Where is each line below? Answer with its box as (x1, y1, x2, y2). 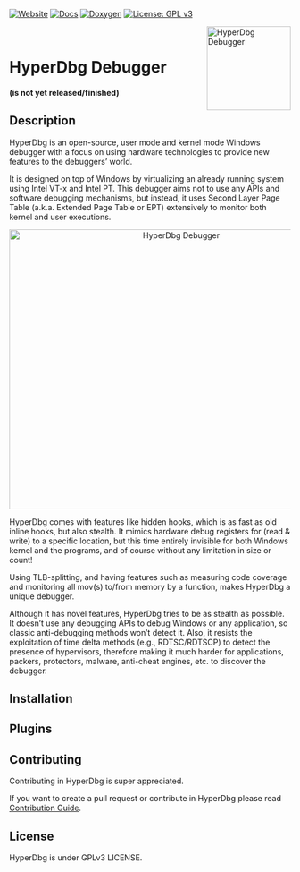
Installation (9, 690, 73, 706)
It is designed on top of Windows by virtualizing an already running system (9, 173, 284, 184)
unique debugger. (9, 591, 75, 602)
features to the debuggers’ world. (9, 156, 133, 167)
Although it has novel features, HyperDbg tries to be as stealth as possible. (9, 608, 285, 619)
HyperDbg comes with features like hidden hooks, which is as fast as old (9, 516, 277, 527)
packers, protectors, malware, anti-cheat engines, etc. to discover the (9, 655, 266, 666)
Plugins (9, 722, 53, 737)
